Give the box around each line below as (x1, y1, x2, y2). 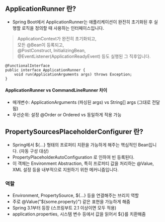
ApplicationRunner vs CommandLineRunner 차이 (5, 87, 108, 93)
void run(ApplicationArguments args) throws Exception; (14, 72, 133, 77)
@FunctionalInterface (5, 63, 50, 68)
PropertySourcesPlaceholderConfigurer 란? (5, 128, 143, 136)
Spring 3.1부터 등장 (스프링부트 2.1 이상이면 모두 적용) (12, 205, 117, 211)
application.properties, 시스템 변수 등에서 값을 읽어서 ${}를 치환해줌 (12, 211, 146, 217)
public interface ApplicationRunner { (5, 68, 85, 73)
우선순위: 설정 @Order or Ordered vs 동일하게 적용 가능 (12, 112, 122, 118)
